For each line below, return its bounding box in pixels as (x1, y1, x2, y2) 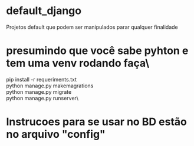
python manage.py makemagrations (6, 82, 94, 89)
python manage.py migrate (6, 88, 72, 95)
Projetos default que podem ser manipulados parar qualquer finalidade (6, 23, 178, 30)
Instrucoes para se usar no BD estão (6, 116, 187, 128)
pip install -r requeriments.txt (6, 76, 77, 83)
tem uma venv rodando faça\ (6, 57, 150, 70)
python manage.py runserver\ (6, 94, 78, 101)
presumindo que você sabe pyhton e (6, 44, 189, 57)
